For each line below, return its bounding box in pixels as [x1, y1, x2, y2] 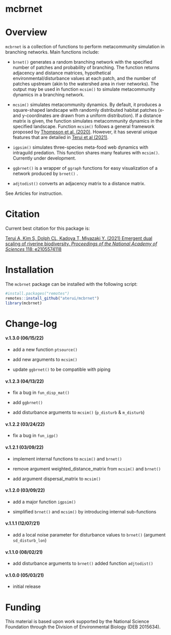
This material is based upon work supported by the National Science [5, 619, 150, 625]
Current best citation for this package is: [5, 225, 90, 231]
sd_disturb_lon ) [12, 537, 47, 544]
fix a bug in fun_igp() [12, 432, 59, 439]
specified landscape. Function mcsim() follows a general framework [12, 124, 155, 130]
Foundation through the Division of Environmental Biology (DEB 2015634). [5, 624, 161, 630]
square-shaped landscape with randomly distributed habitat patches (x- [12, 107, 164, 113]
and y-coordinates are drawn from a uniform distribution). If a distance [12, 112, 162, 118]
